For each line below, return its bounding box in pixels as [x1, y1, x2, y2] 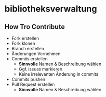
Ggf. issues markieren [18, 66, 63, 72]
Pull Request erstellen [11, 82, 55, 87]
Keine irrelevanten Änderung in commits [18, 71, 99, 77]
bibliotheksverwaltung [4, 3, 97, 14]
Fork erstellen [11, 35, 39, 41]
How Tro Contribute [4, 23, 65, 31]
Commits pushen [11, 76, 46, 82]
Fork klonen [11, 41, 36, 46]
